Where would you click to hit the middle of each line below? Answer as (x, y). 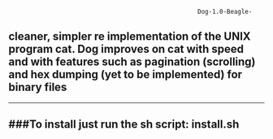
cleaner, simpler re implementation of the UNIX (130, 37)
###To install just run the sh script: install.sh (124, 125)
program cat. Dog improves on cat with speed (126, 49)
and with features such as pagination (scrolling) (132, 62)
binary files (38, 87)
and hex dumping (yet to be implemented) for (125, 74)
